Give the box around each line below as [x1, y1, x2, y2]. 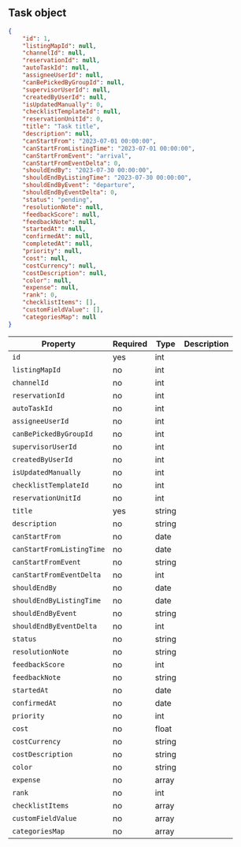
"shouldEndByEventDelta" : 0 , [22, 188, 118, 196]
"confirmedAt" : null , [22, 233, 93, 241]
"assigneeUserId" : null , [22, 71, 104, 80]
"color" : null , [22, 276, 72, 285]
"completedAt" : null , [22, 240, 93, 248]
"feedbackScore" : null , [22, 211, 101, 218]
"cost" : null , [22, 254, 69, 263]
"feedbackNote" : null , [22, 218, 97, 226]
